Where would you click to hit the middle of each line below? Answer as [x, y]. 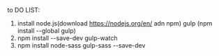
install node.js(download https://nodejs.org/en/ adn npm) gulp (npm [115, 23]
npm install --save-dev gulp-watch [67, 38]
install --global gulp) [47, 31]
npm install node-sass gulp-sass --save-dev [81, 45]
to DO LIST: [24, 10]
